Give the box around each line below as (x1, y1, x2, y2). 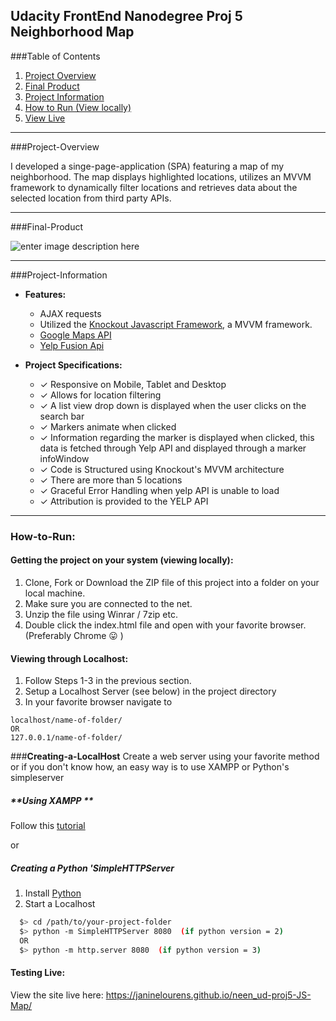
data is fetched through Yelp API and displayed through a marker (39, 442, 307, 454)
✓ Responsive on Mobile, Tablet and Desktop (39, 378, 227, 390)
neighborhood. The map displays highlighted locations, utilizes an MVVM (10, 170, 312, 183)
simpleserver (10, 772, 65, 784)
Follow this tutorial (10, 820, 86, 832)
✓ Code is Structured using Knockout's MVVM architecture (39, 463, 285, 475)
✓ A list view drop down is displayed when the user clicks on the (39, 399, 307, 411)
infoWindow (39, 452, 90, 464)
